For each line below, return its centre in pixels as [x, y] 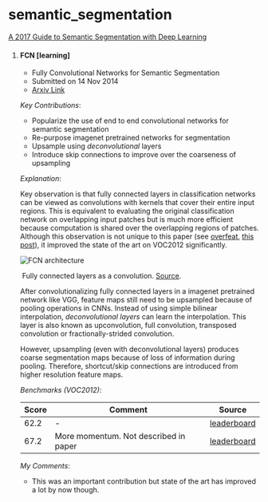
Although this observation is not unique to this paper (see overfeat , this [137, 236]
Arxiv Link [48, 90]
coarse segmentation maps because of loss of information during [127, 358]
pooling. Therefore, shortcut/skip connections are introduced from [129, 366]
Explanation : [41, 179]
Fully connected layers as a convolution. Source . [102, 276]
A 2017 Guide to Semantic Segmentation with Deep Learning [108, 37]
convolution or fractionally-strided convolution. [97, 334]
